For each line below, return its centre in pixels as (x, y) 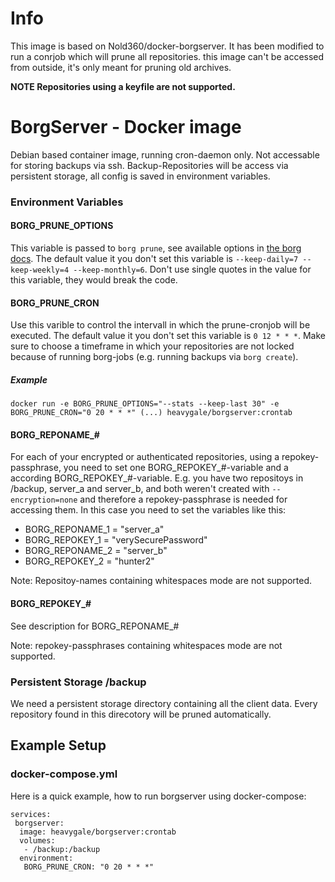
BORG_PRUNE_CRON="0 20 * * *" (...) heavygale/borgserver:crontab (151, 413)
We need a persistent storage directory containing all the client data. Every (164, 703)
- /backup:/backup (62, 849)
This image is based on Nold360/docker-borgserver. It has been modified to (167, 46)
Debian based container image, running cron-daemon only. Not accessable (165, 154)
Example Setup (58, 745)
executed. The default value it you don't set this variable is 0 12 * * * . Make (168, 336)
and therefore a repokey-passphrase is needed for (183, 499)
